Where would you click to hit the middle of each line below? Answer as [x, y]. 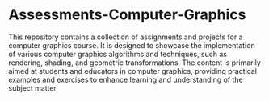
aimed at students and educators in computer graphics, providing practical [132, 71]
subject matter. [34, 88]
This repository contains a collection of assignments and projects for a [126, 37]
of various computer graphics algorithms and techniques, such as [118, 54]
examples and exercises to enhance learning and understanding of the [126, 79]
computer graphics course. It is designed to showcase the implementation [132, 45]
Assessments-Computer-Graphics [127, 15]
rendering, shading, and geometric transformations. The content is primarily [134, 63]
